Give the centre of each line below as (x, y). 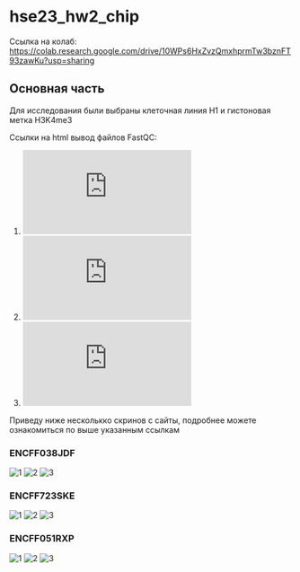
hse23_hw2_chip (75, 17)
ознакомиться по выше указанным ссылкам (94, 429)
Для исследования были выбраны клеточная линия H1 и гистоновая (140, 110)
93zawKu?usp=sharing (52, 60)
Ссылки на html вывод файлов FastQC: (83, 137)
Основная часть (57, 88)
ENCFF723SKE (42, 496)
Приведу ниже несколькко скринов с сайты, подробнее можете (133, 420)
